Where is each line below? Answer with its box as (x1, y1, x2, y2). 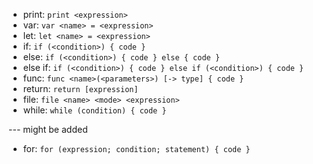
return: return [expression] (22, 83, 139, 94)
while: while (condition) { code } (22, 104, 167, 116)
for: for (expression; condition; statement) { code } (22, 143, 251, 154)
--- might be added (8, 124, 88, 135)
